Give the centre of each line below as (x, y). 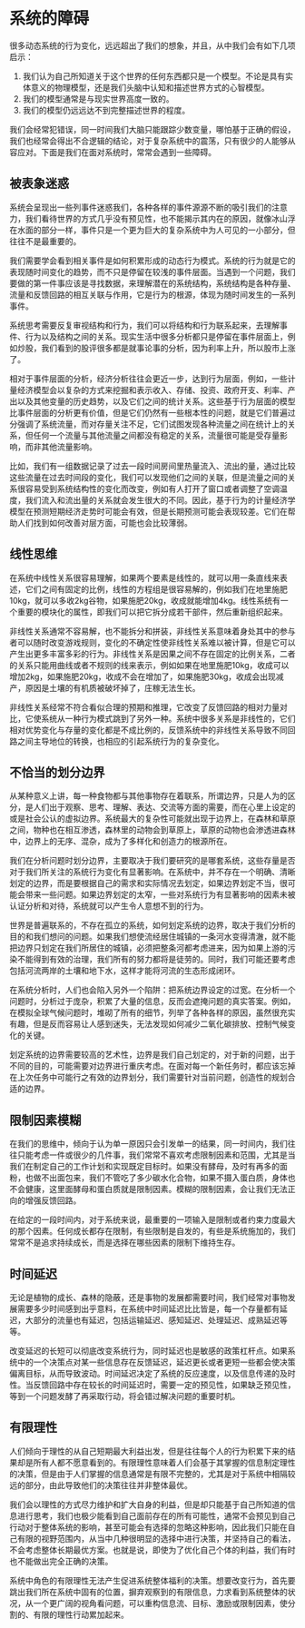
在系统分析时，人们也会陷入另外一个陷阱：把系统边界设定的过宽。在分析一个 (152, 990)
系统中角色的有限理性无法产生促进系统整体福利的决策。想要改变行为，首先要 (152, 1580)
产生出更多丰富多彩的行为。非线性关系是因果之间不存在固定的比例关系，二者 (152, 654)
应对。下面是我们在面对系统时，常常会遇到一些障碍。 (116, 152)
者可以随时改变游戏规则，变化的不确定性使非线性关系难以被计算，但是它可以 (152, 642)
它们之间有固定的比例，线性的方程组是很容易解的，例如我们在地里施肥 (156, 589)
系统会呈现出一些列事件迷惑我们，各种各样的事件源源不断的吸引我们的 (141, 207)
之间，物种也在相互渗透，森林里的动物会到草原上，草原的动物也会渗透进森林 (152, 830)
